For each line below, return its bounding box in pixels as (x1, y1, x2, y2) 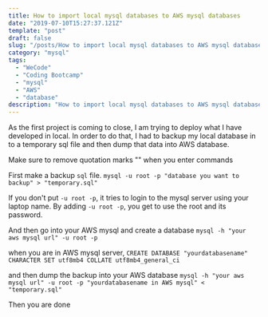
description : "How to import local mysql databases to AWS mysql (8, 101, 230, 109)
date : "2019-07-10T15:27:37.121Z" (8, 19, 124, 27)
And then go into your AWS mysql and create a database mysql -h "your (8, 225, 246, 236)
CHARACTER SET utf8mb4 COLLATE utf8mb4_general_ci (8, 256, 180, 264)
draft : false (8, 34, 52, 42)
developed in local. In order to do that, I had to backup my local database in (8, 131, 257, 141)
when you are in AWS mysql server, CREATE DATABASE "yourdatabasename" (8, 248, 249, 258)
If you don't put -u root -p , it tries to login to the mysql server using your (8, 193, 249, 203)
